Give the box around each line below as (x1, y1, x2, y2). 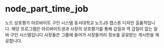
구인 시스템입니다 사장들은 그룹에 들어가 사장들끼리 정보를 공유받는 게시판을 (10, 32, 154, 37)
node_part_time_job (5, 3, 89, 14)
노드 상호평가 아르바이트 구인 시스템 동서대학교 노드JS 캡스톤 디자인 (5, 20, 135, 25)
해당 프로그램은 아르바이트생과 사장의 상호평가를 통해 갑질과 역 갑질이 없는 (11, 25, 153, 32)
